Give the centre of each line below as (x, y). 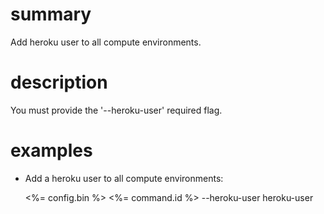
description (59, 82)
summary (51, 14)
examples (51, 150)
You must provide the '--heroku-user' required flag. (116, 110)
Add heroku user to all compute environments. (106, 42)
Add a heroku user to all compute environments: (124, 178)
